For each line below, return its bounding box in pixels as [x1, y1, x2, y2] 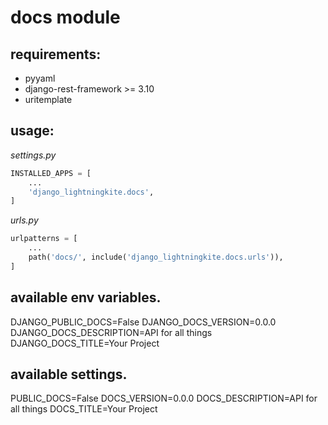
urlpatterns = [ [10, 234, 78, 244]
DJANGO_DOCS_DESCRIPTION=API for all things [10, 326, 213, 338]
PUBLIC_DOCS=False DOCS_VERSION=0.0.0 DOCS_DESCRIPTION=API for [10, 392, 318, 405]
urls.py [10, 214, 39, 226]
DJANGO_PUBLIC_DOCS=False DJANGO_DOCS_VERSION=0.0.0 [10, 316, 277, 328]
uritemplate [24, 94, 73, 105]
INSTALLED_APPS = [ [10, 168, 92, 178]
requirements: [10, 46, 102, 63]
